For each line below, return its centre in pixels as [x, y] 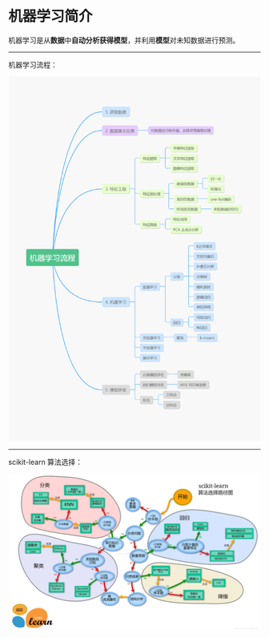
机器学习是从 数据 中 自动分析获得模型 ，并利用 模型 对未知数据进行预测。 [124, 40]
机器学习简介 [51, 16]
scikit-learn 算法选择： [45, 462]
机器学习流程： [33, 64]
